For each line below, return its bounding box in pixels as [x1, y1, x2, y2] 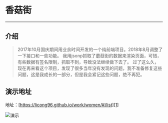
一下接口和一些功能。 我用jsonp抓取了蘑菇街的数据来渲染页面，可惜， [17, 52, 161, 58]
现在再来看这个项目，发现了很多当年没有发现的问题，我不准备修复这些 [17, 65, 162, 71]
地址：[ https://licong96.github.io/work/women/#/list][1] [5, 101, 119, 107]
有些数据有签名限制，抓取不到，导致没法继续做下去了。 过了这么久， [17, 58, 159, 65]
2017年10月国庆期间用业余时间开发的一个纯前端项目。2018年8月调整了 [17, 46, 163, 52]
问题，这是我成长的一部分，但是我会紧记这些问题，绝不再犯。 [17, 71, 145, 77]
